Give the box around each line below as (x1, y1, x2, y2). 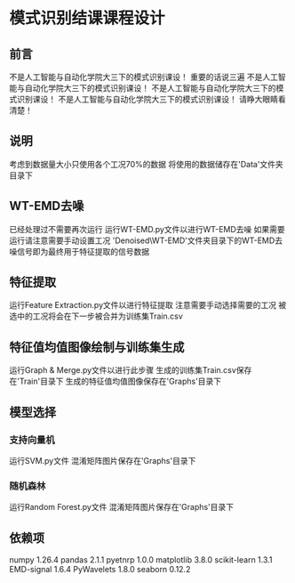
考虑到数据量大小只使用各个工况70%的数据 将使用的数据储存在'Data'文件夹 (9, 158, 284, 169)
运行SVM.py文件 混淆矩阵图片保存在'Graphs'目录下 (9, 455, 196, 466)
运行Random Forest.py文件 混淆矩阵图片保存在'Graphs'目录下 (9, 502, 234, 513)
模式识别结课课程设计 (9, 8, 166, 28)
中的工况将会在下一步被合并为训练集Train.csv (16, 311, 184, 321)
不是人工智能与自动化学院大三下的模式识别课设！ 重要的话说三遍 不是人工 (9, 72, 278, 82)
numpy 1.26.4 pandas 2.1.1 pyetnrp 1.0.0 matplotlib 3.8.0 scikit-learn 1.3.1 (9, 555, 273, 565)
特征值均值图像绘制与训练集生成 (9, 339, 185, 354)
